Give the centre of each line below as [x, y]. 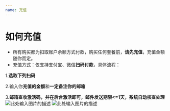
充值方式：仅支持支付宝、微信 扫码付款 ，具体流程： [66, 65]
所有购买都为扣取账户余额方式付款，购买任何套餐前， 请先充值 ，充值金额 [89, 52]
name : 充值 [16, 10]
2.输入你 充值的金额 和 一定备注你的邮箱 [45, 86]
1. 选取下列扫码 [20, 75]
